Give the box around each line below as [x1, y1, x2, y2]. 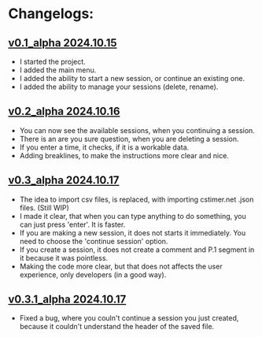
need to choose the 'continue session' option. [19, 236, 168, 246]
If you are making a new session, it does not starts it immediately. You [19, 228, 246, 237]
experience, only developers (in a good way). [19, 269, 167, 280]
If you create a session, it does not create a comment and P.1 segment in [19, 245, 255, 254]
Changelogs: [8, 5, 94, 23]
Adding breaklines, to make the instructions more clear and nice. [19, 150, 230, 160]
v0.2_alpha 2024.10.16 [8, 105, 120, 118]
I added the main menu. [19, 65, 97, 75]
